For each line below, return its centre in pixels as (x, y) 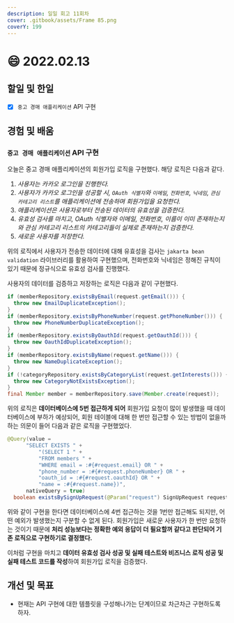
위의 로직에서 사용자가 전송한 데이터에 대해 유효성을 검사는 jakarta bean (106, 251)
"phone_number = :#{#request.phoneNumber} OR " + (112, 471)
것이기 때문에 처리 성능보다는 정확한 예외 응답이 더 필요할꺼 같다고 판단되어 (115, 529)
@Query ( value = (29, 439)
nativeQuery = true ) (55, 491)
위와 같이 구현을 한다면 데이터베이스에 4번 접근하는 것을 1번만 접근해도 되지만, (112, 511)
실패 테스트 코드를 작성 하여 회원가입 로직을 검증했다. (78, 561)
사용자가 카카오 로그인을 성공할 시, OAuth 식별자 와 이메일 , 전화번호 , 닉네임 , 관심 (119, 193)
